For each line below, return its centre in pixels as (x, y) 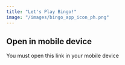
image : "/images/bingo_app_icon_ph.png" (58, 17)
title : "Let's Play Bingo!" (42, 12)
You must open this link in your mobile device (63, 56)
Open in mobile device (49, 41)
